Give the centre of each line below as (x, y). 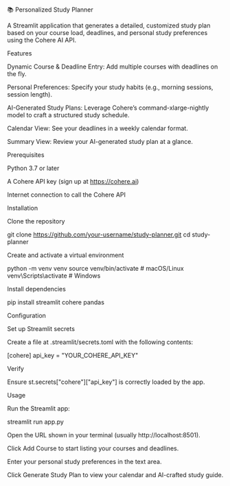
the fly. (17, 74)
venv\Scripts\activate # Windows (54, 276)
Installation (23, 208)
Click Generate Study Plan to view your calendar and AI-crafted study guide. (115, 475)
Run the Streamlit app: (38, 409)
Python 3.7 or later (33, 168)
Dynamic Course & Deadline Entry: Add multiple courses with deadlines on (113, 66)
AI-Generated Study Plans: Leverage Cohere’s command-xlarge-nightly (108, 108)
